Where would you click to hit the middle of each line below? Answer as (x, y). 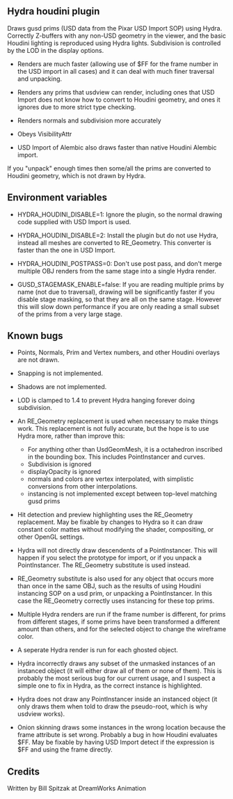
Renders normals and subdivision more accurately (89, 120)
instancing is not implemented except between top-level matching (122, 494)
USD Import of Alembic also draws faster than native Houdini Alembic (117, 147)
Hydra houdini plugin (54, 11)
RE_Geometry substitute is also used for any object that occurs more (115, 579)
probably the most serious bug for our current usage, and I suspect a (116, 679)
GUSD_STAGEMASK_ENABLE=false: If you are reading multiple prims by (121, 284)
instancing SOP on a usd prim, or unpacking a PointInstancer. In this (114, 594)
